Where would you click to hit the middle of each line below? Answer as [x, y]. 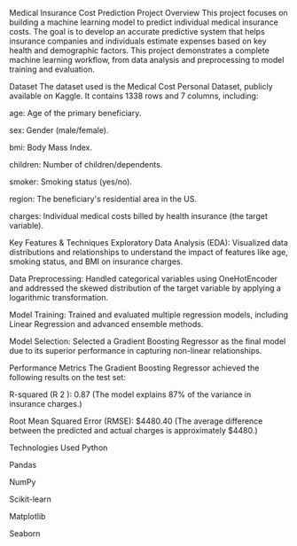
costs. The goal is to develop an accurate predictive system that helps [137, 31]
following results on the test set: [68, 377]
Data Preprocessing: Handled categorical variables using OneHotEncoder [143, 279]
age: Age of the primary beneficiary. [75, 113]
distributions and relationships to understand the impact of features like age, [148, 252]
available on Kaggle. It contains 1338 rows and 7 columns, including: [134, 96]
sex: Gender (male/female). [59, 130]
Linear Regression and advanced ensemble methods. [106, 324]
